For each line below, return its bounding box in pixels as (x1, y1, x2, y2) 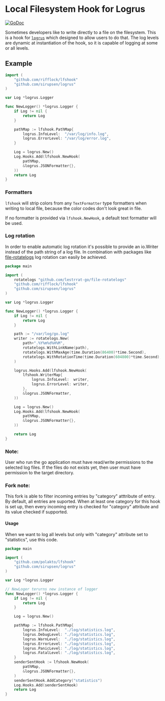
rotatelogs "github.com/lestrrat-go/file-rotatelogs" (14, 277, 127, 282)
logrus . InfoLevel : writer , (31, 377, 90, 382)
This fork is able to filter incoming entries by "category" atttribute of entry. (5, 493, 156, 499)
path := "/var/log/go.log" (14, 331, 69, 336)
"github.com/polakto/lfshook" (14, 560, 76, 565)
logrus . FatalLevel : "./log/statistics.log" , (23, 651, 116, 656)
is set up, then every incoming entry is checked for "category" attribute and (5, 504, 159, 510)
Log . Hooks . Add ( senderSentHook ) (14, 683, 78, 688)
